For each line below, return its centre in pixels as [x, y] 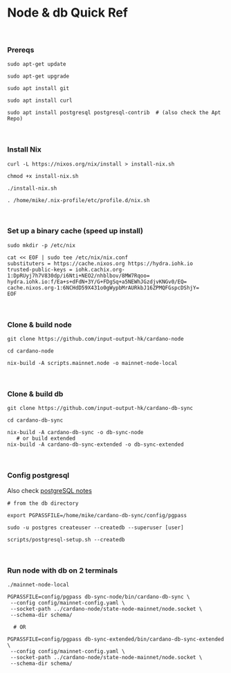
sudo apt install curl [40, 101]
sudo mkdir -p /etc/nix [41, 245]
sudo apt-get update [37, 64]
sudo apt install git [38, 89]
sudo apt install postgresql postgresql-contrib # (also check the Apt [114, 113]
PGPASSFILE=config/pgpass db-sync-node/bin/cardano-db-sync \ [99, 597]
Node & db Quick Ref [67, 13]
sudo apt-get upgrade [38, 77]
